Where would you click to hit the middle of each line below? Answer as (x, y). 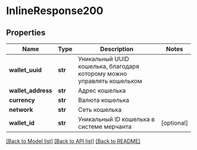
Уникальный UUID (104, 59)
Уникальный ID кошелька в (117, 119)
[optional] (174, 123)
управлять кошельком (110, 81)
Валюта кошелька (104, 100)
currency (22, 100)
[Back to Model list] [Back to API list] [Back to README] (73, 141)
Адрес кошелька (102, 91)
